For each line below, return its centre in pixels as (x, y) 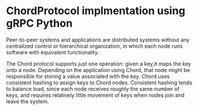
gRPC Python (39, 23)
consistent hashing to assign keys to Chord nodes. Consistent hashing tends (99, 82)
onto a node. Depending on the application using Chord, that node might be (98, 70)
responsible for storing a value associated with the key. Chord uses (88, 76)
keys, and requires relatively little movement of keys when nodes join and (95, 95)
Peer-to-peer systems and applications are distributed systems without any (98, 40)
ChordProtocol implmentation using (96, 11)
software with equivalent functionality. (53, 52)
